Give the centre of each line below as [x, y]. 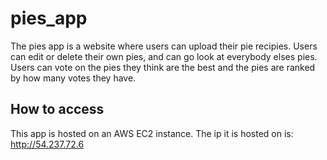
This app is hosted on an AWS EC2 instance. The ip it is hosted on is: [152, 133]
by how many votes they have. [73, 78]
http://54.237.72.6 [47, 144]
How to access [57, 109]
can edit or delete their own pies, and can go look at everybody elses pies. [164, 56]
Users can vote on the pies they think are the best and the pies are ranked [163, 67]
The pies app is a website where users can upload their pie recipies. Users [164, 46]
